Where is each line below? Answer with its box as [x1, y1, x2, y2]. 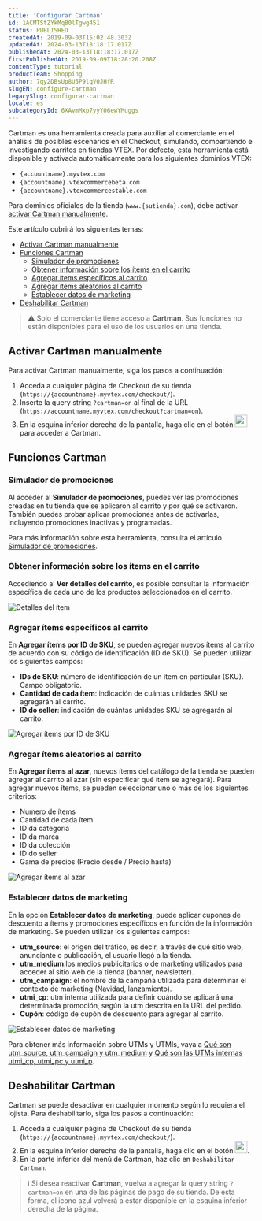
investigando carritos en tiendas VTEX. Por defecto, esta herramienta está [8, 145, 249, 154]
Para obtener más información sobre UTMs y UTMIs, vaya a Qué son [8, 1039, 231, 1048]
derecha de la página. [27, 1204, 98, 1213]
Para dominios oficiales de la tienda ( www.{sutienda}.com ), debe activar [8, 201, 238, 210]
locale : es [8, 99, 44, 107]
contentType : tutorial [8, 63, 83, 71]
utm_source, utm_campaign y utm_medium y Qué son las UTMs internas [8, 1048, 243, 1057]
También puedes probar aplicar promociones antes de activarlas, [8, 509, 220, 518]
